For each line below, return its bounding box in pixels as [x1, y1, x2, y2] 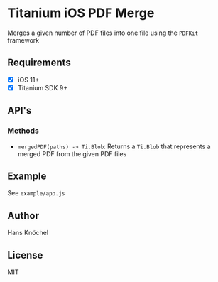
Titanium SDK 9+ [17, 83, 68, 92]
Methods [7, 126, 39, 136]
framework [7, 36, 40, 44]
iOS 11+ [17, 75, 40, 84]
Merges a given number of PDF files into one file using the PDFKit [7, 28, 199, 37]
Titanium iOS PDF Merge [7, 5, 155, 21]
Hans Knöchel [7, 229, 48, 237]
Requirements [7, 57, 71, 69]
